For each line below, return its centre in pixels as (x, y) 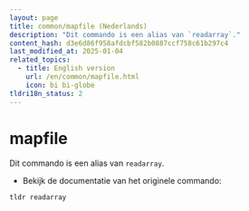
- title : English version (67, 69)
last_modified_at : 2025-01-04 (67, 52)
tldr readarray (38, 197)
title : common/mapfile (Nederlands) (78, 26)
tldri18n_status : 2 (46, 93)
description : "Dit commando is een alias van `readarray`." (125, 34)
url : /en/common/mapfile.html (83, 77)
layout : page (34, 18)
